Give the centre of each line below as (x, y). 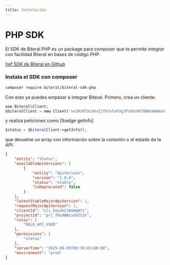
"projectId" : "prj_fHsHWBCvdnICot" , (53, 215)
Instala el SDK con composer (41, 77)
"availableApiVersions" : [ (43, 164)
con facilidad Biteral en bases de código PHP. (53, 54)
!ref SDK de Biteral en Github (35, 64)
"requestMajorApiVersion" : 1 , (46, 206)
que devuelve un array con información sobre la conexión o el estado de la (83, 140)
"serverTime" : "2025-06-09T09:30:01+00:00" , (62, 248)
